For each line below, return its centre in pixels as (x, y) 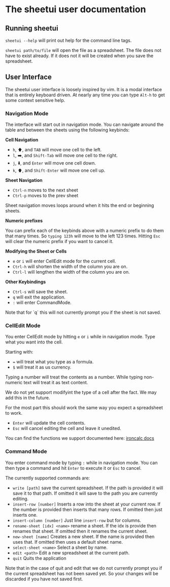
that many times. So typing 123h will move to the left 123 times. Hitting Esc (83, 236)
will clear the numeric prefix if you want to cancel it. (59, 242)
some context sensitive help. (35, 100)
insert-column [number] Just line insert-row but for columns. (77, 520)
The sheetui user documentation (76, 9)
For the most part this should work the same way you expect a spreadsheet (84, 408)
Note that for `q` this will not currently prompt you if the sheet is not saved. (83, 312)
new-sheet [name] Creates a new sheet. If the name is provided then (83, 537)
